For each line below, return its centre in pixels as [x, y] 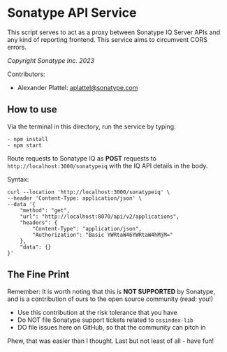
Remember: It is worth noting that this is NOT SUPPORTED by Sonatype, [111, 291]
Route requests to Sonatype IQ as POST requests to [82, 158]
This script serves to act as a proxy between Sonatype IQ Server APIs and [114, 32]
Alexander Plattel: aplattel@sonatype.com [78, 87]
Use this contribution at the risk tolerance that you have [97, 312]
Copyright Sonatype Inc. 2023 [51, 60]
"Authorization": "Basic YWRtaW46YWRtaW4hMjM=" [103, 235]
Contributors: [26, 74]
